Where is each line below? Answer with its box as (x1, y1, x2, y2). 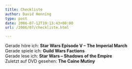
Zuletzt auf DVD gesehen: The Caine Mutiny (5, 58, 95, 64)
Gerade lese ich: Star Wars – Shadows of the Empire (5, 53, 112, 59)
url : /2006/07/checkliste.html (5, 25, 69, 30)
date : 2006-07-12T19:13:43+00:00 (5, 20, 74, 26)
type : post (5, 16, 27, 21)
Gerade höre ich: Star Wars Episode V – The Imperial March (5, 43, 128, 49)
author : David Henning (5, 12, 52, 17)
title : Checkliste (5, 7, 43, 12)
